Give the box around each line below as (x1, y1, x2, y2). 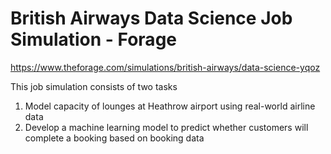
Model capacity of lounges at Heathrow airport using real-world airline (24, 100, 316, 112)
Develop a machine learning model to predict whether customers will (24, 121, 309, 133)
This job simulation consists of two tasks (10, 80, 178, 92)
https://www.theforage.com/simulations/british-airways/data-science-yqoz (10, 61, 321, 73)
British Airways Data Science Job (10, 7, 293, 30)
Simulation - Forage (10, 28, 177, 51)
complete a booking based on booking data (24, 132, 205, 144)
